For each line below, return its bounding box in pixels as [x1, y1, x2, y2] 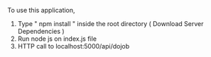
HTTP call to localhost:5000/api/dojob [17, 42, 130, 50]
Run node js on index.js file [17, 34, 97, 43]
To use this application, [7, 6, 76, 14]
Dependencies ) [17, 27, 65, 35]
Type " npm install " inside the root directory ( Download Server [17, 20, 204, 27]
